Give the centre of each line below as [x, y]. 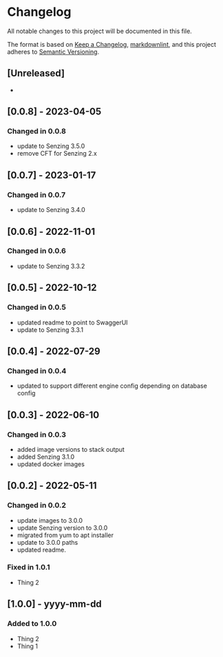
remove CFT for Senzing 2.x [57, 154]
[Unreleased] [36, 73]
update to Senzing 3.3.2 [51, 266]
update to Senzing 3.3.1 [50, 330]
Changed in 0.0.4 [37, 371]
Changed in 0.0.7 [36, 195]
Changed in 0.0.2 [37, 505]
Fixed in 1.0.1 [29, 567]
